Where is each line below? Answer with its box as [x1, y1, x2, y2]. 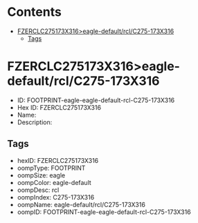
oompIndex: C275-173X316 [17, 193, 95, 201]
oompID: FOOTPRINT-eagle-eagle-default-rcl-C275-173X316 [17, 208, 192, 216]
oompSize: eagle [17, 171, 66, 180]
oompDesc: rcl [17, 186, 60, 194]
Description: [17, 118, 53, 126]
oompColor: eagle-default [17, 178, 91, 186]
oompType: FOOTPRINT [17, 164, 86, 172]
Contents [7, 4, 62, 20]
